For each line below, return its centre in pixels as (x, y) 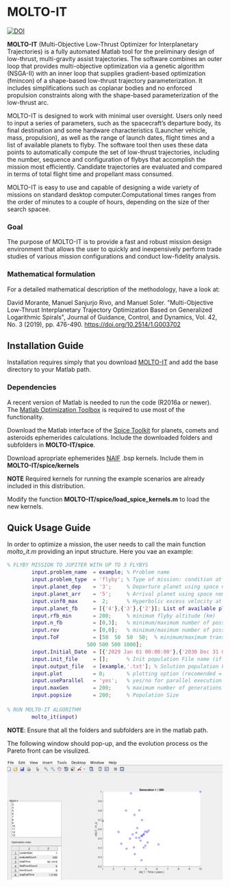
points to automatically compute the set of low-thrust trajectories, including (113, 152)
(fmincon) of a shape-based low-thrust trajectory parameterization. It (105, 80)
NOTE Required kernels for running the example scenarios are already (106, 478)
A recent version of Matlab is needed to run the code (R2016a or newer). (109, 402)
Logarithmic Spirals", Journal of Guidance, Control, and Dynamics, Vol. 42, (112, 317)
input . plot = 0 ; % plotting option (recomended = (127, 673)
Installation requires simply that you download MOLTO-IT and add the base (113, 362)
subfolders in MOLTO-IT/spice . (51, 445)
